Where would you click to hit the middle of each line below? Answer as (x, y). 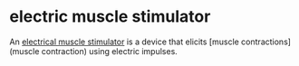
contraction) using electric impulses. (110, 51)
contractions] (266, 42)
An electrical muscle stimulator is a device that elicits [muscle (125, 42)
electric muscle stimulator (110, 17)
